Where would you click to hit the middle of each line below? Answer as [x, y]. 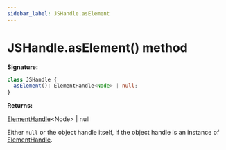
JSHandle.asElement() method [98, 47]
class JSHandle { [32, 79]
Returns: [20, 106]
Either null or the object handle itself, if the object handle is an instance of [113, 133]
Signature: [23, 67]
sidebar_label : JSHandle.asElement [59, 13]
